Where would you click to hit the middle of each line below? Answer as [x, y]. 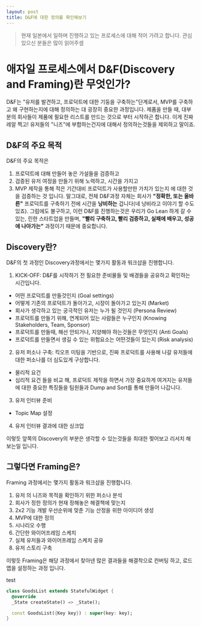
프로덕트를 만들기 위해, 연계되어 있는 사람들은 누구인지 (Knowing [91, 318]
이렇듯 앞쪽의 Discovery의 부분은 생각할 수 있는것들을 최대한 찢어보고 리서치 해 [98, 438]
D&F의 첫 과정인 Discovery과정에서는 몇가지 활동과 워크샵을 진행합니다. [90, 262]
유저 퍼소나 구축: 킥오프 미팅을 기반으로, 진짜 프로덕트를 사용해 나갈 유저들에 [104, 353]
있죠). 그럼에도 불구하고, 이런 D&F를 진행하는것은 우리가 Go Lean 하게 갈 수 [103, 211]
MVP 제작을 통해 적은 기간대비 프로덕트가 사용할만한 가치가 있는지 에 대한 [101, 189]
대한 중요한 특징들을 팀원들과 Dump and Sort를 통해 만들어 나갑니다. [101, 387]
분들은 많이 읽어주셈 [60, 43]
